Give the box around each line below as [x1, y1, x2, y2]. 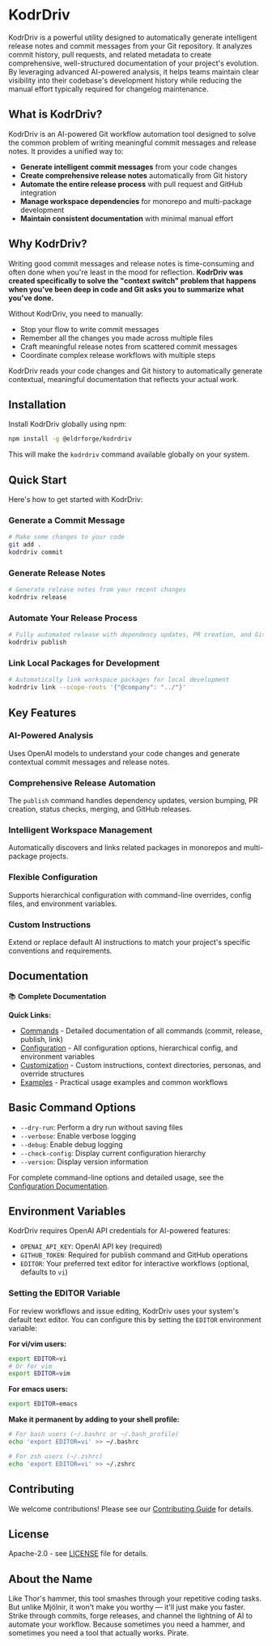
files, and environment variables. [8, 899, 117, 908]
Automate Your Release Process [8, 612, 138, 623]
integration [19, 188, 57, 198]
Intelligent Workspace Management [8, 824, 153, 836]
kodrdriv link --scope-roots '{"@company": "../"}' [8, 683, 186, 691]
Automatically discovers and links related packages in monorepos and [8, 843, 242, 853]
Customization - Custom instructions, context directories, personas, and [19, 1060, 261, 1070]
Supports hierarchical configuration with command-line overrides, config [8, 890, 252, 900]
